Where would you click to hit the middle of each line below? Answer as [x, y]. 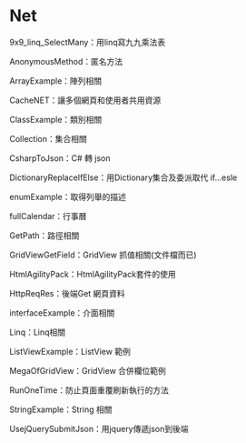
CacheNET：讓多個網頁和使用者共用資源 [85, 100]
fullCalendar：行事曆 [48, 216]
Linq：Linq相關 [38, 332]
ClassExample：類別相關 [56, 119]
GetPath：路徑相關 [44, 235]
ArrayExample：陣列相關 [56, 81]
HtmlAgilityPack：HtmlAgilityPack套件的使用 [93, 274]
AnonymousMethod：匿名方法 [66, 61]
